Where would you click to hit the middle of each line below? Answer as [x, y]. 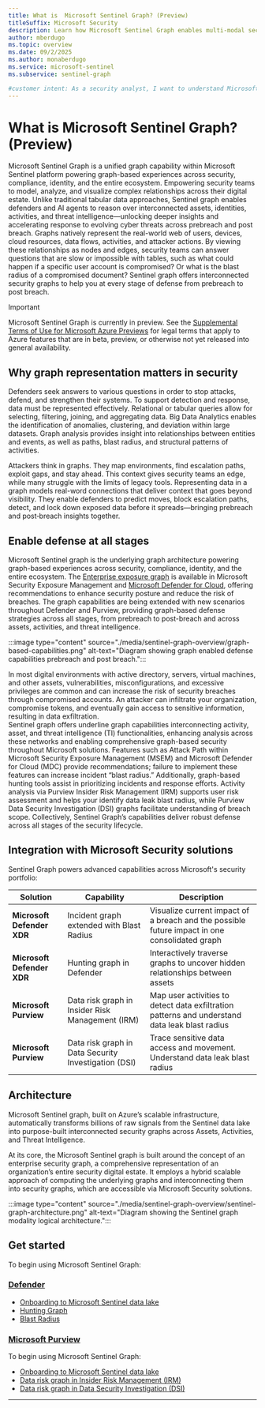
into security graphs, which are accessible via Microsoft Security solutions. [130, 1188]
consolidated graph [186, 940]
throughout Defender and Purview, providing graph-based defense [117, 610]
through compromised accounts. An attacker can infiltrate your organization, [132, 700]
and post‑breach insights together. [64, 516]
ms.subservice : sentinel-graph [60, 74]
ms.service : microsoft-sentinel [61, 67]
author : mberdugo [37, 38]
